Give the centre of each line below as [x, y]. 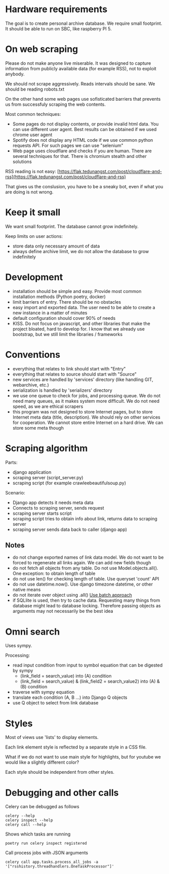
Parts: [11, 462]
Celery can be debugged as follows [42, 807]
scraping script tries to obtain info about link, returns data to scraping [85, 518]
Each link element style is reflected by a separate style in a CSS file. [76, 747]
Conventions [33, 355]
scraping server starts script [42, 513]
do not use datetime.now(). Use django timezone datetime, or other [83, 584]
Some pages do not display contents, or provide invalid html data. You [86, 124]
